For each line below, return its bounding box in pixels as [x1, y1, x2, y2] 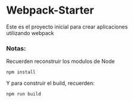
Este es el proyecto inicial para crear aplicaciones [6, 23, 128, 30]
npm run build [6, 91, 42, 97]
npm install [6, 69, 36, 75]
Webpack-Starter [6, 4, 94, 17]
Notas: [6, 44, 26, 52]
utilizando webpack [6, 29, 54, 36]
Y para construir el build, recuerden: [6, 79, 95, 87]
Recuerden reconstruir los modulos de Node [6, 58, 115, 65]
